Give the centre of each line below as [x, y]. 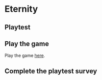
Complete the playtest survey [51, 71]
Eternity [21, 9]
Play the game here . [25, 55]
